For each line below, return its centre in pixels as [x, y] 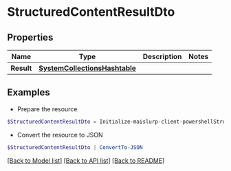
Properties [30, 37]
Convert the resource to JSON [60, 135]
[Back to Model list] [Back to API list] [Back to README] [86, 160]
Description [162, 57]
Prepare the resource [47, 109]
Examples [29, 92]
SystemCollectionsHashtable [87, 68]
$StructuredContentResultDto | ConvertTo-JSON [75, 147]
